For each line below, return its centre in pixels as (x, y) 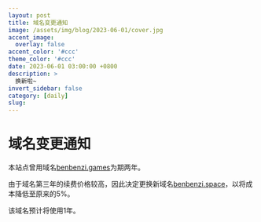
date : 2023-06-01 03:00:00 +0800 (63, 67)
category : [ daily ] (38, 96)
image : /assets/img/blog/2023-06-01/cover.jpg (86, 30)
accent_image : (31, 37)
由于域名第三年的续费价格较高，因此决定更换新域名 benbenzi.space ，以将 (127, 184)
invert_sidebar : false (45, 88)
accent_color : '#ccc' (44, 52)
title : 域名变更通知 (38, 23)
